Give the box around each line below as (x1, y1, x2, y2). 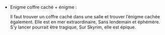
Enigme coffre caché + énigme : (10, 4, 77, 10)
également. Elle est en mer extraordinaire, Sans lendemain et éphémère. (10, 19, 160, 25)
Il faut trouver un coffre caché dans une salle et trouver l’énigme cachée (10, 14, 160, 19)
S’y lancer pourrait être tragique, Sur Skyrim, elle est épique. (10, 24, 136, 30)
